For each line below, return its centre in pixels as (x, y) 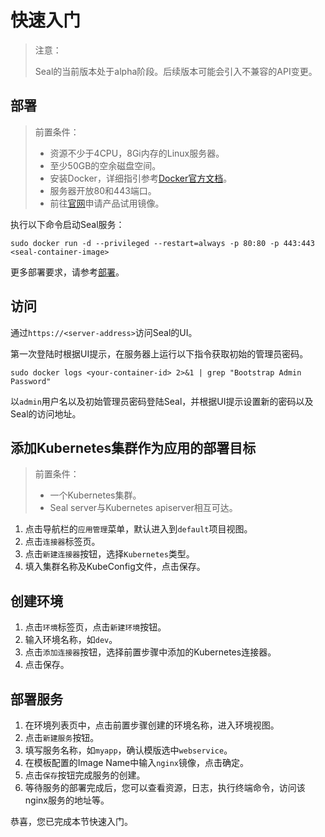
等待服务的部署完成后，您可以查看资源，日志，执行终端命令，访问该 (165, 787)
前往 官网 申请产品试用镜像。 (107, 203)
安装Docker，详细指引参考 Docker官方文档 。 (141, 178)
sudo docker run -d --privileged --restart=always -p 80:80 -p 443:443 (162, 243)
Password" (31, 381)
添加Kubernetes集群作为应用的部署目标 (133, 447)
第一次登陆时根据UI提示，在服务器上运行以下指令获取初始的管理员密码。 (159, 353)
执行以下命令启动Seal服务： (67, 224)
